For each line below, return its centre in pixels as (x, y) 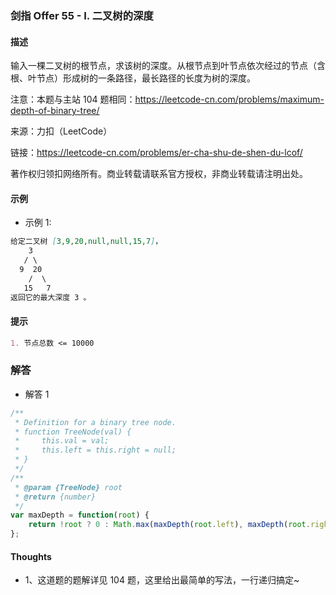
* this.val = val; (62, 441)
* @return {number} (55, 497)
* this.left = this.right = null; (95, 450)
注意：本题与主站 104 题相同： (73, 99)
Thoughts (31, 556)
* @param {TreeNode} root (68, 487)
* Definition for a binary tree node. (95, 422)
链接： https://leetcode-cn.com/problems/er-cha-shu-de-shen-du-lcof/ (156, 153)
